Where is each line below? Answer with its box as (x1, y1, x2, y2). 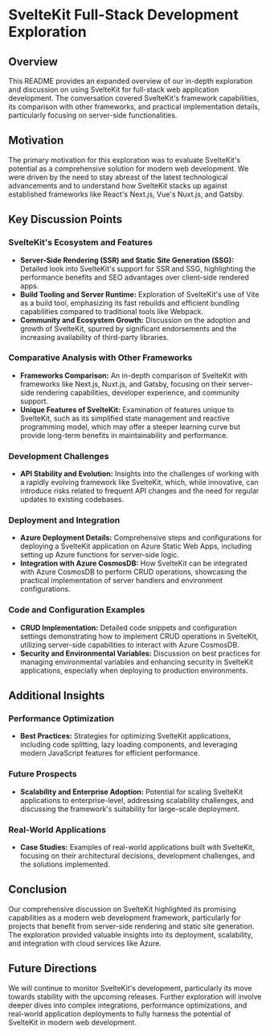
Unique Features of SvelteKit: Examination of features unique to (19, 404, 235, 414)
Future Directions (8, 962, 97, 975)
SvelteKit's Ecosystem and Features (8, 237, 153, 248)
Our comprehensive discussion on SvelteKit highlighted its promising (8, 904, 237, 913)
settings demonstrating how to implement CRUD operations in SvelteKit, (19, 631, 259, 641)
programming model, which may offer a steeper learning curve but (19, 421, 241, 432)
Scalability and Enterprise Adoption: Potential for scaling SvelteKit (19, 787, 243, 797)
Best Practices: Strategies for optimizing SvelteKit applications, (19, 731, 231, 741)
